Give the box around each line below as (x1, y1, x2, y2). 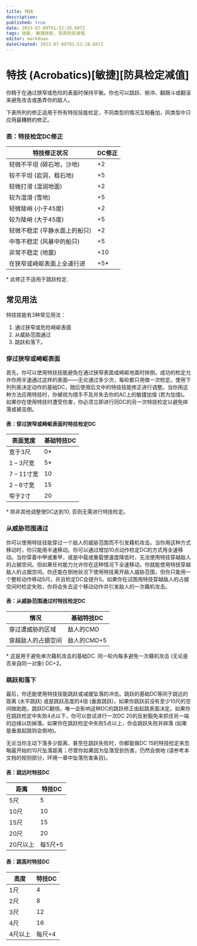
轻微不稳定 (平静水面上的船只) (9, 227, 92, 235)
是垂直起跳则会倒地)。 (6, 727, 60, 734)
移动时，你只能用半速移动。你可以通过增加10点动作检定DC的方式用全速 (6, 546, 178, 553)
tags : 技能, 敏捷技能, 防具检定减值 (6, 31, 85, 36)
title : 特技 (6, 8, 33, 15)
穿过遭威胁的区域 (9, 625, 57, 633)
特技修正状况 (32, 149, 69, 157)
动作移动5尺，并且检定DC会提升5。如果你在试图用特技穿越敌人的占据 (21, 575, 189, 582)
